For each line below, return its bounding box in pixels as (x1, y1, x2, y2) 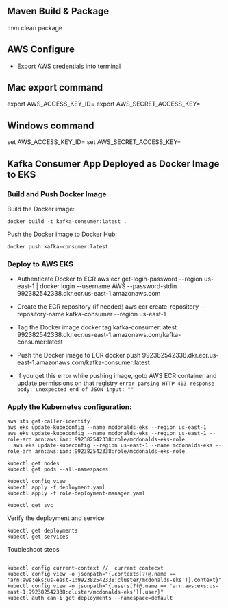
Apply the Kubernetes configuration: (7, 402, 132, 412)
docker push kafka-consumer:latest (7, 243, 109, 250)
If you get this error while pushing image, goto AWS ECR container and (16, 372, 217, 380)
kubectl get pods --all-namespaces (7, 466, 109, 473)
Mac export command (7, 82, 103, 93)
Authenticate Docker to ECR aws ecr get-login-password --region (16, 274, 203, 283)
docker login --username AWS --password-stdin (40, 282, 177, 290)
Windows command (7, 119, 94, 131)
